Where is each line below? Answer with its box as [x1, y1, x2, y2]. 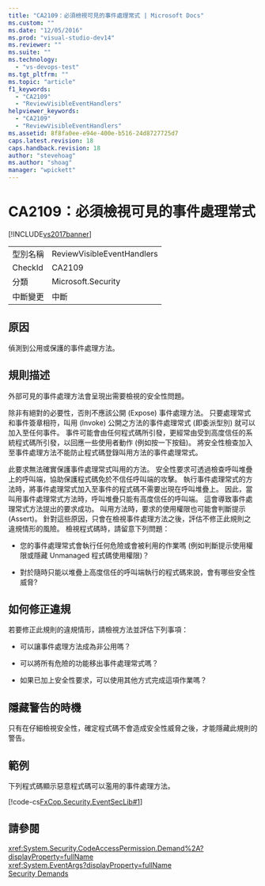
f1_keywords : [8, 85, 51, 93]
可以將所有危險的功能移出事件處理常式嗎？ [19, 659, 159, 668]
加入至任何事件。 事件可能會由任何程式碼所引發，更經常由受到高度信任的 [8, 428, 246, 437]
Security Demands [8, 869, 69, 878]
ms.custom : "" [8, 19, 55, 27]
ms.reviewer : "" [8, 41, 62, 49]
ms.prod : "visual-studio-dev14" [8, 33, 115, 42]
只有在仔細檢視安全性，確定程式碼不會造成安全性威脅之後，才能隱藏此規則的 [8, 724, 258, 733]
